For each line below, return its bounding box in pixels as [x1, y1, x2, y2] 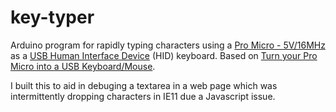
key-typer [10, 6, 95, 29]
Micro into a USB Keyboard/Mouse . [10, 60, 156, 72]
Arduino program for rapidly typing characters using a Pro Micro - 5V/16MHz [10, 39, 326, 51]
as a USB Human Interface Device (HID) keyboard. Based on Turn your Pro [10, 49, 318, 61]
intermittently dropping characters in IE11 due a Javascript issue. [10, 90, 276, 102]
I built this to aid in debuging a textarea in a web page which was [10, 79, 278, 91]
